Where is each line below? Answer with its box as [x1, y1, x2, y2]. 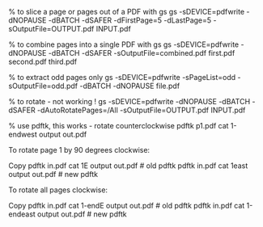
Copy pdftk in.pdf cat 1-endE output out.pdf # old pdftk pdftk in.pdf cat [8, 201, 245, 210]
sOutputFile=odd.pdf [8, 81, 78, 90]
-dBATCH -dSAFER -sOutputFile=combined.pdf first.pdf [48, 48, 235, 57]
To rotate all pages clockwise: [8, 185, 108, 195]
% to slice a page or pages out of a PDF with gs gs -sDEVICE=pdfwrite [8, 7, 245, 16]
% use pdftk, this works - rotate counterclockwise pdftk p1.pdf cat [8, 121, 229, 130]
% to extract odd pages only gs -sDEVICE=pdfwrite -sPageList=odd [8, 73, 236, 82]
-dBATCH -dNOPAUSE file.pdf [79, 81, 180, 90]
